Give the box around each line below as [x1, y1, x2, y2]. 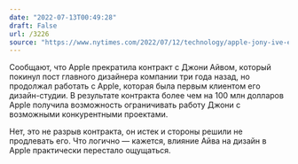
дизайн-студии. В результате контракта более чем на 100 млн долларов [9, 90, 284, 101]
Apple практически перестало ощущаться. [9, 145, 171, 156]
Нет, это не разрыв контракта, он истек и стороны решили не [9, 126, 243, 137]
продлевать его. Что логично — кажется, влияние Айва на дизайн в [9, 136, 267, 146]
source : [9, 37, 38, 47]
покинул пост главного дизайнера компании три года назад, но [9, 72, 250, 82]
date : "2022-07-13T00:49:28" [9, 12, 117, 22]
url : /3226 [9, 29, 50, 38]
